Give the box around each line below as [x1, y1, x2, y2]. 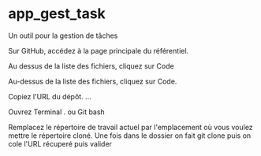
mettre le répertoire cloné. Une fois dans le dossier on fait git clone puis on [8, 131, 252, 140]
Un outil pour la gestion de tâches [8, 31, 118, 40]
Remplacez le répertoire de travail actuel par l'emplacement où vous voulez [8, 122, 254, 132]
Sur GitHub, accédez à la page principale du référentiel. [8, 46, 189, 55]
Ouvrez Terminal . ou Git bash [8, 107, 105, 117]
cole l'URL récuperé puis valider [8, 139, 113, 148]
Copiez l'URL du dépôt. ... [8, 91, 92, 101]
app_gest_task [8, 5, 106, 23]
